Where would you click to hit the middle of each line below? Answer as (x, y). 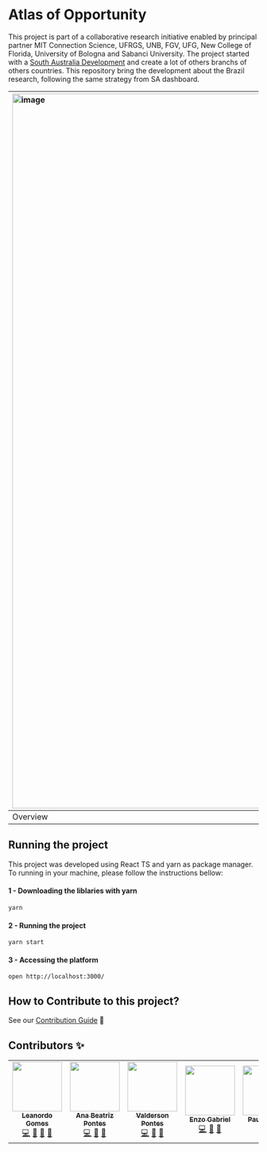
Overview (30, 817)
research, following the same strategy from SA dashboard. (104, 79)
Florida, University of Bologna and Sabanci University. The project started (129, 53)
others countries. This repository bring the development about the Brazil (126, 70)
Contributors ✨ (46, 1045)
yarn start (26, 942)
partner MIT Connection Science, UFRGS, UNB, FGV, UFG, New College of (130, 45)
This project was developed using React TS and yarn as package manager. (131, 864)
